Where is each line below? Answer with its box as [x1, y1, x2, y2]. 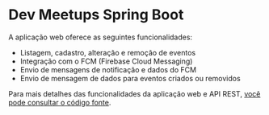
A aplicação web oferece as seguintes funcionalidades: [8, 32, 192, 42]
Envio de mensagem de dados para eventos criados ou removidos [19, 73, 241, 83]
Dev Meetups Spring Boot [8, 6, 184, 24]
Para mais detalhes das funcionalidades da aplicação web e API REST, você [8, 88, 261, 98]
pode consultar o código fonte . [8, 97, 111, 107]
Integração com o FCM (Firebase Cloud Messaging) [19, 56, 193, 66]
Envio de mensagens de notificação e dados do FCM [19, 64, 196, 74]
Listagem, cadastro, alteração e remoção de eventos [19, 47, 196, 57]
